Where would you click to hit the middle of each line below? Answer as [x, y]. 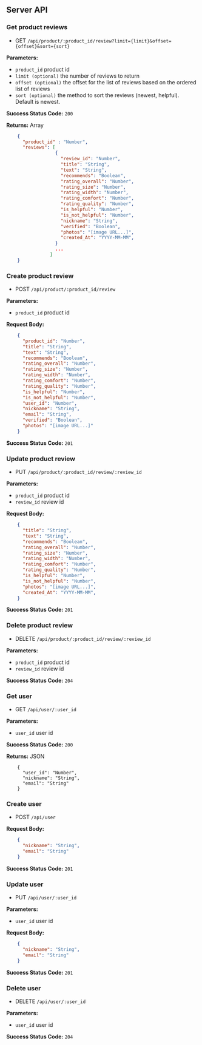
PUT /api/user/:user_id [46, 898]
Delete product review [40, 626]
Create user [24, 803]
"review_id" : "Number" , [90, 159]
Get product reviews [37, 27]
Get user [19, 696]
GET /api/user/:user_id [46, 709]
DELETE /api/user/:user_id [50, 1001]
